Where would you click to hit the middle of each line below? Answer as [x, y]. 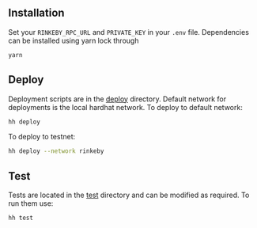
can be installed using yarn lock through [74, 40]
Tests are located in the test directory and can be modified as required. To [129, 195]
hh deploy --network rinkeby [56, 151]
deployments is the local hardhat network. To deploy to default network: [125, 107]
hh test [21, 218]
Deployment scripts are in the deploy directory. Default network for [117, 99]
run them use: [31, 203]
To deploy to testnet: [42, 137]
